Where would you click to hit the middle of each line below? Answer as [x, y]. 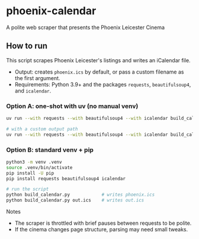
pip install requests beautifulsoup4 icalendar [66, 179]
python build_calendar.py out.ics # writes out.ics [75, 200]
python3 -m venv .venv [34, 162]
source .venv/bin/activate [39, 167]
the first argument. [37, 78]
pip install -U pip [30, 173]
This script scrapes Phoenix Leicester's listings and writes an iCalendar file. [98, 60]
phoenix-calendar [51, 11]
